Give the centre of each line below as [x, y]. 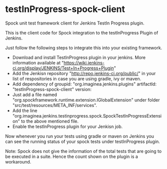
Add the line [25, 110]
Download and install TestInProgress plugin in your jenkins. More [79, 57]
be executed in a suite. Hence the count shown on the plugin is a [72, 156]
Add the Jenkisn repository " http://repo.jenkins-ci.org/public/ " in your [84, 73]
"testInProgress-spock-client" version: [52, 89]
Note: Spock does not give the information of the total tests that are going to [83, 151]
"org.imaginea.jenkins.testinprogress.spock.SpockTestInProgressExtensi [87, 115]
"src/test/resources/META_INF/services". [55, 105]
